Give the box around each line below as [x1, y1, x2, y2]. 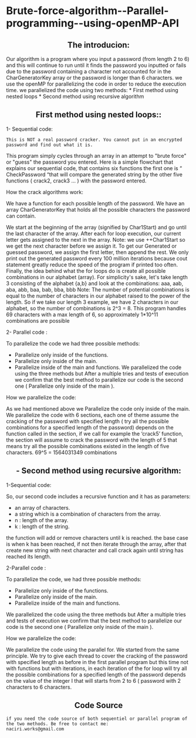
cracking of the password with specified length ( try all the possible [6, 418, 169, 425]
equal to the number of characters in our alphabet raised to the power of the [6, 292, 191, 299]
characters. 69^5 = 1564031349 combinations [6, 449, 117, 456]
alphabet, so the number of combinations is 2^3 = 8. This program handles [6, 304, 187, 312]
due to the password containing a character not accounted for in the [6, 68, 171, 75]
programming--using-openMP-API [6, 16, 180, 30]
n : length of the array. [14, 516, 69, 523]
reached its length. [6, 553, 52, 560]
